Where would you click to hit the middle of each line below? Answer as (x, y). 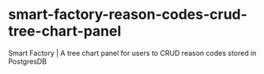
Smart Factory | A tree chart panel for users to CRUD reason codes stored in (132, 53)
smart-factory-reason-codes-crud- (128, 15)
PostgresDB (28, 61)
